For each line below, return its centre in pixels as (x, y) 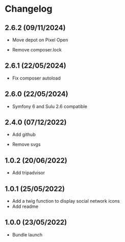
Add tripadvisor (29, 173)
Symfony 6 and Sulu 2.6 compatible (50, 106)
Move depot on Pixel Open (40, 40)
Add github (24, 135)
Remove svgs (26, 144)
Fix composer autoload (36, 78)
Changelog (29, 9)
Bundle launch (27, 234)
